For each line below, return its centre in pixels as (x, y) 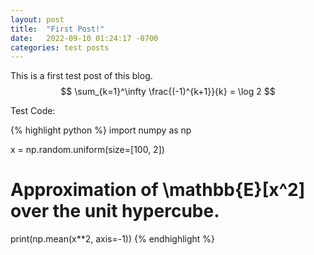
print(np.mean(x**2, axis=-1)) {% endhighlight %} (113, 239)
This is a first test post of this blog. (81, 76)
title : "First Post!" (57, 29)
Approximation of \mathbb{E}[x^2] (158, 190)
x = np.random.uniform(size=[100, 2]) (87, 150)
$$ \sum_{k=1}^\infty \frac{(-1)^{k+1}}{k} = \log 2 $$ (168, 92)
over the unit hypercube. (115, 211)
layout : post (37, 19)
